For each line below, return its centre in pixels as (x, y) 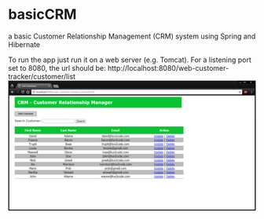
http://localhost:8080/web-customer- (168, 68)
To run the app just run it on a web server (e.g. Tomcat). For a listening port (130, 60)
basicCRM (42, 15)
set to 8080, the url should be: (57, 68)
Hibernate (24, 44)
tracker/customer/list (42, 76)
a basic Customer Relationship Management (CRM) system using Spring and (132, 36)
